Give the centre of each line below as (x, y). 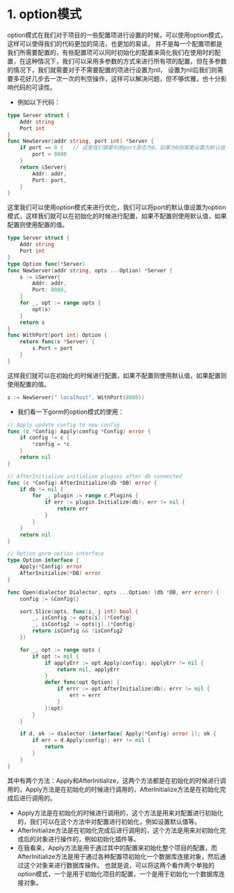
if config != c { (45, 438)
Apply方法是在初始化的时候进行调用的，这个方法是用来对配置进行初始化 (120, 813)
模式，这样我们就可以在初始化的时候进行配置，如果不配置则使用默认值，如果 (117, 216)
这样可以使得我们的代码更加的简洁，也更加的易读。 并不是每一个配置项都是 (115, 43)
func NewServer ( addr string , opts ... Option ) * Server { (90, 270)
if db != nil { (42, 489)
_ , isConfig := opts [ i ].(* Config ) (82, 618)
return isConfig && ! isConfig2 (78, 631)
